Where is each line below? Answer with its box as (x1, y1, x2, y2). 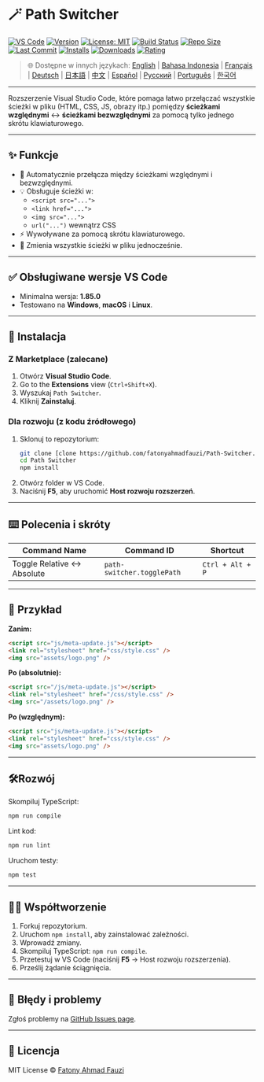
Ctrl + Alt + (202, 559, 251, 569)
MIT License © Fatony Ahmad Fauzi (8, 1065, 124, 1074)
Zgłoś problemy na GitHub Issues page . (8, 1014, 136, 1023)
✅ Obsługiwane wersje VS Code (8, 271, 168, 284)
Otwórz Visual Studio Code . (19, 371, 112, 381)
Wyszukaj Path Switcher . (19, 388, 101, 397)
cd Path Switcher (19, 456, 77, 464)
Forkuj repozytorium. (19, 921, 88, 930)
